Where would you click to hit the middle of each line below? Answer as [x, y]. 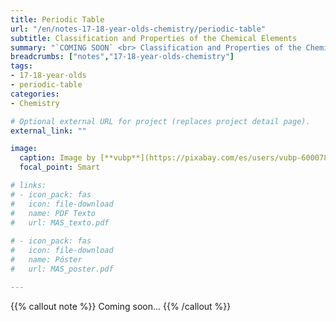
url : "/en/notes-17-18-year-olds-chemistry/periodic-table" [138, 29]
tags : [21, 66]
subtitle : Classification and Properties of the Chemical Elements [154, 38]
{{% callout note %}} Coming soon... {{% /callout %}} [121, 306]
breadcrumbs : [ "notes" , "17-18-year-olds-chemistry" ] [122, 57]
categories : [35, 94]
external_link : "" [48, 131]
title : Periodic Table [57, 19]
